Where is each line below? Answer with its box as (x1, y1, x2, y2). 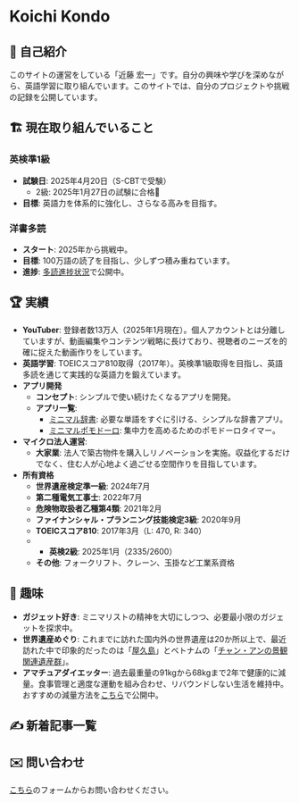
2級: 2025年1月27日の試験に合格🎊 (35, 186, 161, 197)
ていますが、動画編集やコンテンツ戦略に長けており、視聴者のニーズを (21, 335, 279, 346)
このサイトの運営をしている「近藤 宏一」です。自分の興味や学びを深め (9, 70, 270, 79)
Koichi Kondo (9, 6, 111, 27)
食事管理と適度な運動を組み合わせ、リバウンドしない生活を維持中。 (37, 678, 288, 689)
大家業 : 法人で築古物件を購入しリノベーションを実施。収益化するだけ (35, 447, 291, 457)
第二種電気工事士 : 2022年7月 (35, 491, 143, 502)
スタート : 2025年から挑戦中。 (21, 244, 132, 255)
